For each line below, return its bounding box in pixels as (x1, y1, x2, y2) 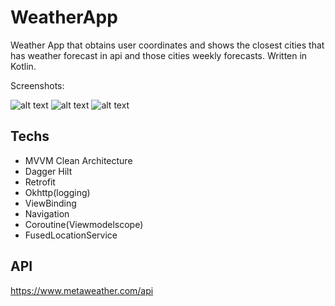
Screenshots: (10, 79, 65, 91)
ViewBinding (24, 197, 77, 209)
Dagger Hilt (24, 165, 73, 177)
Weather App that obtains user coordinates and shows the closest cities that (10, 39, 325, 51)
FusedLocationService (24, 229, 118, 241)
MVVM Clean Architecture (24, 154, 133, 166)
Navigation (24, 207, 70, 220)
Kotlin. (10, 60, 37, 72)
